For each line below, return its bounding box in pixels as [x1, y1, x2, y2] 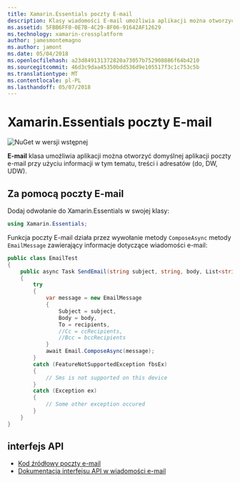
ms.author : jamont [7, 44, 62, 51]
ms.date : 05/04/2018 [7, 51, 69, 58]
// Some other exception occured [45, 401, 145, 408]
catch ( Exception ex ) [33, 387, 98, 395]
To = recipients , [58, 321, 111, 328]
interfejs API [7, 441, 64, 453]
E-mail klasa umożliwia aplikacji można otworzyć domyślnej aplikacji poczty [7, 151, 231, 161]
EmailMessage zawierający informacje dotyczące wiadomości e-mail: [7, 241, 208, 249]
